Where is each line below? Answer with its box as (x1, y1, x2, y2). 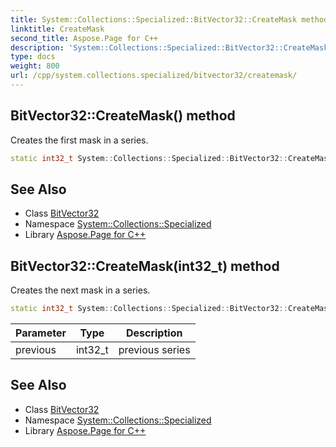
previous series (118, 343, 191, 357)
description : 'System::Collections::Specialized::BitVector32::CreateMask (10, 42, 329, 53)
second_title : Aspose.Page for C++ (10, 33, 159, 43)
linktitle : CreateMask (10, 24, 105, 34)
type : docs (10, 52, 56, 62)
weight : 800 (10, 61, 60, 71)
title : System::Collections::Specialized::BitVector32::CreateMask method (10, 14, 329, 25)
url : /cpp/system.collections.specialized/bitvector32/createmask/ (10, 71, 298, 81)
